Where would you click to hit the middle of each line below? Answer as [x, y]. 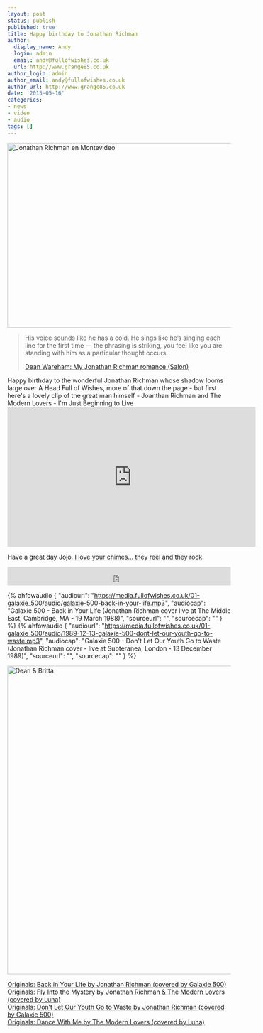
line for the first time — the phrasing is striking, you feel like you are [123, 345]
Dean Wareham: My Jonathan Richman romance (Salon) [107, 366]
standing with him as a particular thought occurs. [96, 353]
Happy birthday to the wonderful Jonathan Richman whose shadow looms [116, 380]
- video [19, 113]
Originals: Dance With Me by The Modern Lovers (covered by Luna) [106, 1022]
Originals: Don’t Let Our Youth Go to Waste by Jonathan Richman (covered [116, 1007]
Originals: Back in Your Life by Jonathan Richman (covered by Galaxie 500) [117, 984]
